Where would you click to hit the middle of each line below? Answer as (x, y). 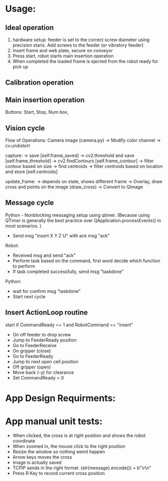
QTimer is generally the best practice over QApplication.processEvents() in (83, 220)
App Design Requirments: (60, 398)
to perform (24, 266)
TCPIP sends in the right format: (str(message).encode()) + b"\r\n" (82, 468)
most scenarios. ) (23, 226)
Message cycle (30, 203)
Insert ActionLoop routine (47, 313)
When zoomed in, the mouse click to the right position (69, 446)
